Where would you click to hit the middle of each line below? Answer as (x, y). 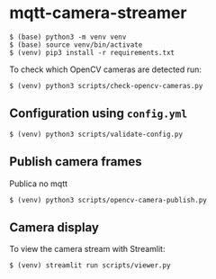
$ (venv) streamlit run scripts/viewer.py (90, 265)
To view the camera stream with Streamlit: (87, 249)
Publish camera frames (76, 162)
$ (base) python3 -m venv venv (68, 37)
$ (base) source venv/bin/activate (76, 45)
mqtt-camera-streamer (98, 13)
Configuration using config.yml (99, 114)
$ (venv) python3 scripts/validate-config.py (96, 134)
